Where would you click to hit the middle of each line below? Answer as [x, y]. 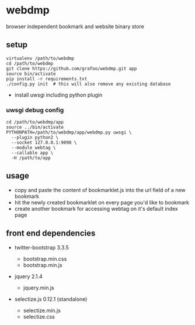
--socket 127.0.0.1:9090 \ [44, 143]
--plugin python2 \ [35, 138]
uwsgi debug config [35, 110]
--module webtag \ [34, 148]
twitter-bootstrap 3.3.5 [41, 247]
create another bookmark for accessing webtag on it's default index [96, 208]
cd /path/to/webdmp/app [35, 122]
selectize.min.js [42, 310]
